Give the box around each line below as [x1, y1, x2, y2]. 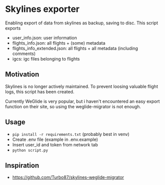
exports [5, 25, 21, 31]
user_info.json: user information [12, 35, 78, 41]
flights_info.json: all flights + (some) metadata [12, 40, 106, 46]
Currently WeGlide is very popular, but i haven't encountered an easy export [5, 98, 160, 104]
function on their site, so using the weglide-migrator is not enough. [5, 103, 141, 110]
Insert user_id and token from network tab [12, 141, 98, 147]
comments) [12, 51, 36, 57]
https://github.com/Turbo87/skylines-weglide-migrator [12, 175, 124, 181]
